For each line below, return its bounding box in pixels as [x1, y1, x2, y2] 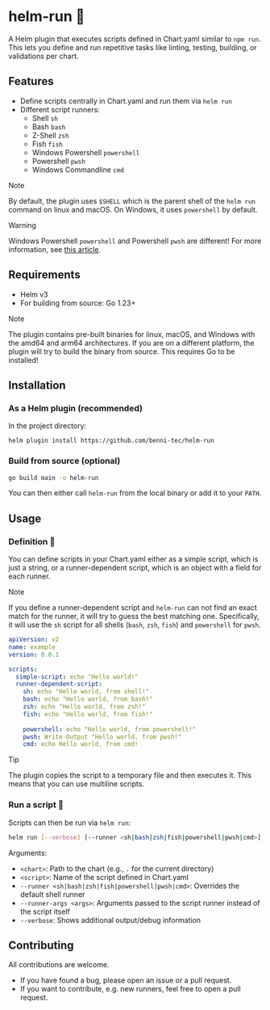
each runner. [8, 571, 51, 581]
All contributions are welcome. [8, 960, 110, 970]
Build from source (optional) [8, 456, 121, 467]
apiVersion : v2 [8, 636, 60, 644]
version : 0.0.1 [8, 650, 60, 659]
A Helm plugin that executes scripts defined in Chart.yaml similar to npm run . [8, 34, 261, 44]
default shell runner [19, 889, 85, 899]
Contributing [8, 938, 74, 952]
